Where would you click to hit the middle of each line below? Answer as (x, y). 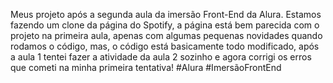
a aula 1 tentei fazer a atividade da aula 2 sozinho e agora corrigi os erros (161, 57)
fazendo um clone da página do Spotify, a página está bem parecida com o (165, 25)
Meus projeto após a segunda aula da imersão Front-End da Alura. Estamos (166, 14)
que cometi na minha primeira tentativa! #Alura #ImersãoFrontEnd (146, 67)
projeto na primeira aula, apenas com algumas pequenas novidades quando (166, 35)
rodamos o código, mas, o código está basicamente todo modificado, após (165, 46)
